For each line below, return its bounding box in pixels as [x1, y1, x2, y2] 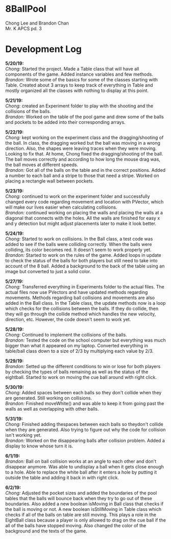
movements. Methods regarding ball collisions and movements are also [5, 295, 155, 301]
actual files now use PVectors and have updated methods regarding [5, 289, 148, 295]
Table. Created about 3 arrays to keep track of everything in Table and [5, 82, 153, 88]
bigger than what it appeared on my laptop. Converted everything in [5, 342, 148, 348]
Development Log [5, 43, 82, 55]
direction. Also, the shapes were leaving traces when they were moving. [5, 145, 157, 151]
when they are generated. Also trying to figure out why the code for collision [5, 426, 166, 433]
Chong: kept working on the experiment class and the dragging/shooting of [5, 134, 164, 141]
